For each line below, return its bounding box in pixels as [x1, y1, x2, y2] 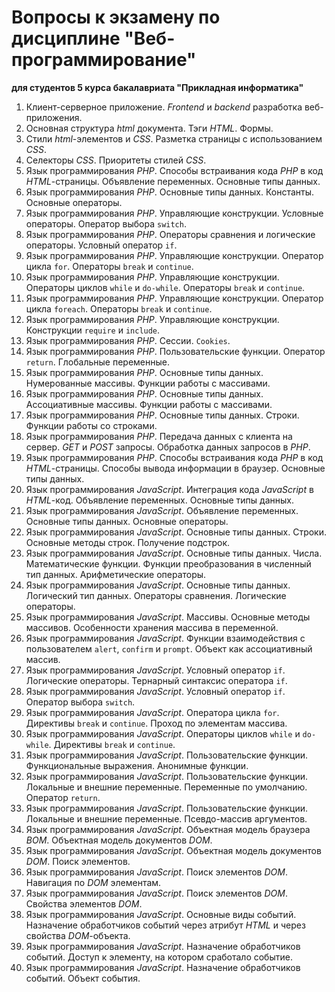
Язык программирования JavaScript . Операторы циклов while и [25, 727, 301, 740]
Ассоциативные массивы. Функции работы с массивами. [25, 398, 273, 410]
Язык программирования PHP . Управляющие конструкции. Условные [25, 207, 324, 219]
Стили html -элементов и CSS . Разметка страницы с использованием [25, 132, 323, 145]
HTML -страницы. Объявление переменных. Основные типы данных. [25, 175, 321, 187]
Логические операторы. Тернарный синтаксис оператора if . [25, 674, 288, 686]
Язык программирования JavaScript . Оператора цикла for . [25, 706, 280, 718]
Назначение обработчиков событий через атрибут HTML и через [25, 919, 306, 931]
